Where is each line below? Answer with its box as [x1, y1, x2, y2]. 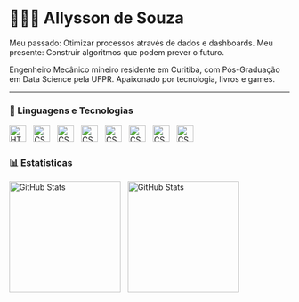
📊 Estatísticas [9, 157, 73, 169]
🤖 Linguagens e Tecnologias [9, 104, 133, 117]
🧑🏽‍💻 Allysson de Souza [9, 8, 184, 29]
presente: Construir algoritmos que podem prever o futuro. [9, 46, 225, 57]
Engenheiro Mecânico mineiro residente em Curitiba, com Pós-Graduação [9, 64, 280, 75]
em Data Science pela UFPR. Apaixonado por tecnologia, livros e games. [9, 73, 276, 84]
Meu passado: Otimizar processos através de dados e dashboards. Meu [9, 37, 274, 48]
